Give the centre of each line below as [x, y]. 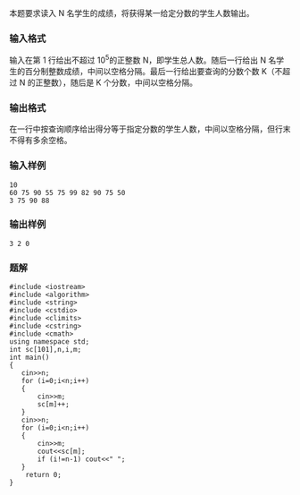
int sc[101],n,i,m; [46, 350]
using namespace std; [50, 342]
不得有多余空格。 [41, 141]
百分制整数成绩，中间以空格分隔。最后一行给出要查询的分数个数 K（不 [154, 71]
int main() [29, 358]
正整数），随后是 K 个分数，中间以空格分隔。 [117, 82]
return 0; [44, 475]
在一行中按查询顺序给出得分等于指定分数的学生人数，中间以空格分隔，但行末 [150, 129]
